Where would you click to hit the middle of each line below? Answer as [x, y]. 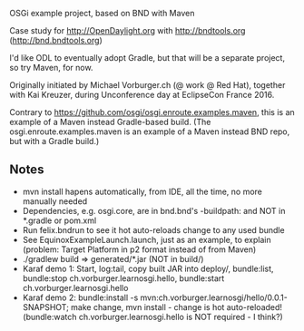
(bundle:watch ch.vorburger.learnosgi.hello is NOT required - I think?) [152, 316]
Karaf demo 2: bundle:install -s [80, 297]
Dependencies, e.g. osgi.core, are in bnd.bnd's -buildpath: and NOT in [154, 210]
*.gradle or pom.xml [59, 220]
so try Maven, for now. [51, 68]
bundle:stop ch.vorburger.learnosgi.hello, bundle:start [123, 278]
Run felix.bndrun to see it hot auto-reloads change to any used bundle [153, 229]
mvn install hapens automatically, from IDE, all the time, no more [142, 191]
